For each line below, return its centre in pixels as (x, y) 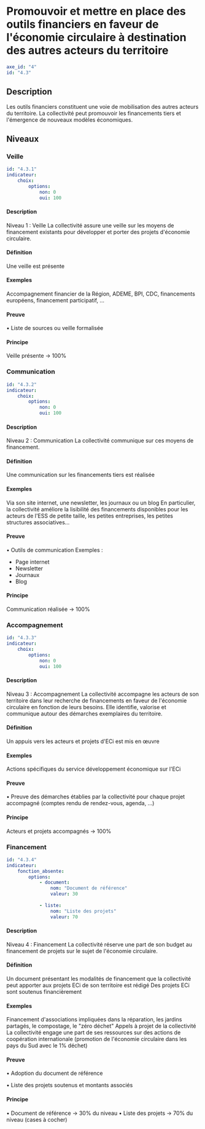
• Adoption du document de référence (55, 1073)
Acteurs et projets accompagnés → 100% (59, 831)
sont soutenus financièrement (44, 991)
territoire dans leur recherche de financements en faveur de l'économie (97, 700)
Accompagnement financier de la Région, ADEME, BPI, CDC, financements (101, 294)
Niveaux (23, 139)
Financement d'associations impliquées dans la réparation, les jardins (94, 1020)
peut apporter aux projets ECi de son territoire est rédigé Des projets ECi (98, 985)
